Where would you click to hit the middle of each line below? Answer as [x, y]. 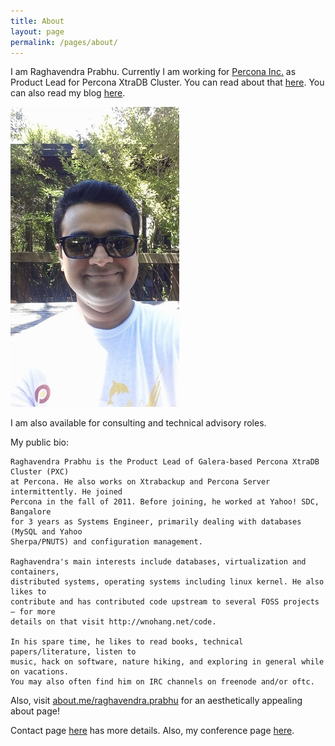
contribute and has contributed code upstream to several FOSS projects [165, 602]
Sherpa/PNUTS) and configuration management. [106, 542]
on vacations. [40, 672]
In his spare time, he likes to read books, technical [127, 642]
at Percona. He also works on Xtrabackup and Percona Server [140, 482]
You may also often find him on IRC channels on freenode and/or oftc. [162, 682]
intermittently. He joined [66, 492]
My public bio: [40, 442]
